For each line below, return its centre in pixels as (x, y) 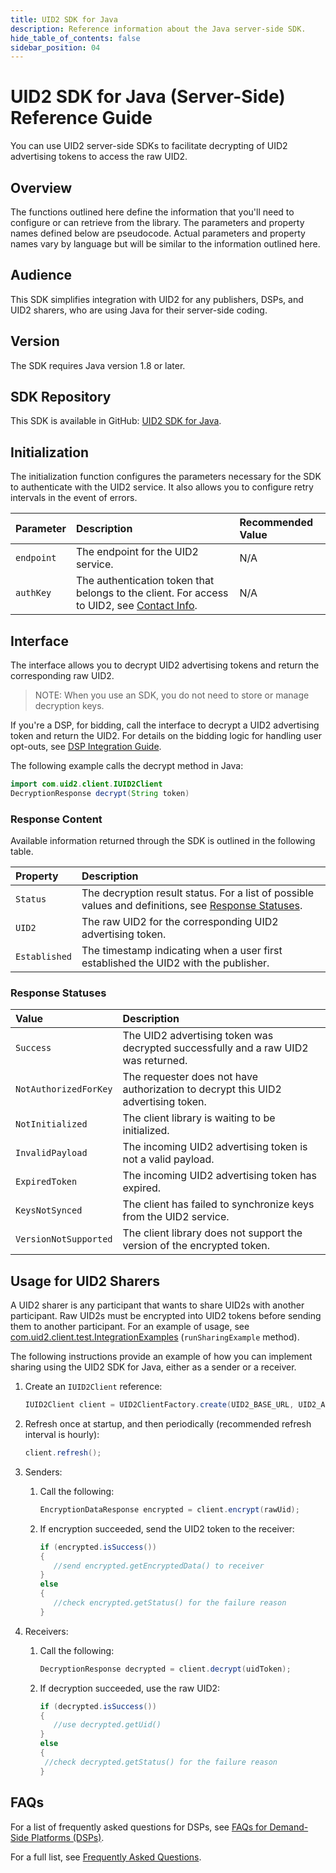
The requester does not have (190, 1077)
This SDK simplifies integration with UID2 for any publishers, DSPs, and (157, 299)
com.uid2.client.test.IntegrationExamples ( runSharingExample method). (155, 1337)
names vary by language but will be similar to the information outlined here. (165, 244)
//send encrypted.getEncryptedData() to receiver (159, 1566)
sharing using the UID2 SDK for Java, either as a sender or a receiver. (153, 1367)
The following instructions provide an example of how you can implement (161, 1357)
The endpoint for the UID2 (137, 552)
